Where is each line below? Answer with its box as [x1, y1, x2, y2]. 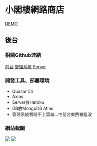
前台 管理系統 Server [5, 64, 46, 69]
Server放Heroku [12, 99, 44, 105]
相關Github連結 [5, 52, 41, 59]
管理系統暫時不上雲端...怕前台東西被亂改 [12, 111, 92, 117]
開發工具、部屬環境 [5, 77, 50, 84]
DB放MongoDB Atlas [12, 105, 54, 111]
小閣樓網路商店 [5, 4, 65, 16]
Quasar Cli [12, 88, 33, 94]
